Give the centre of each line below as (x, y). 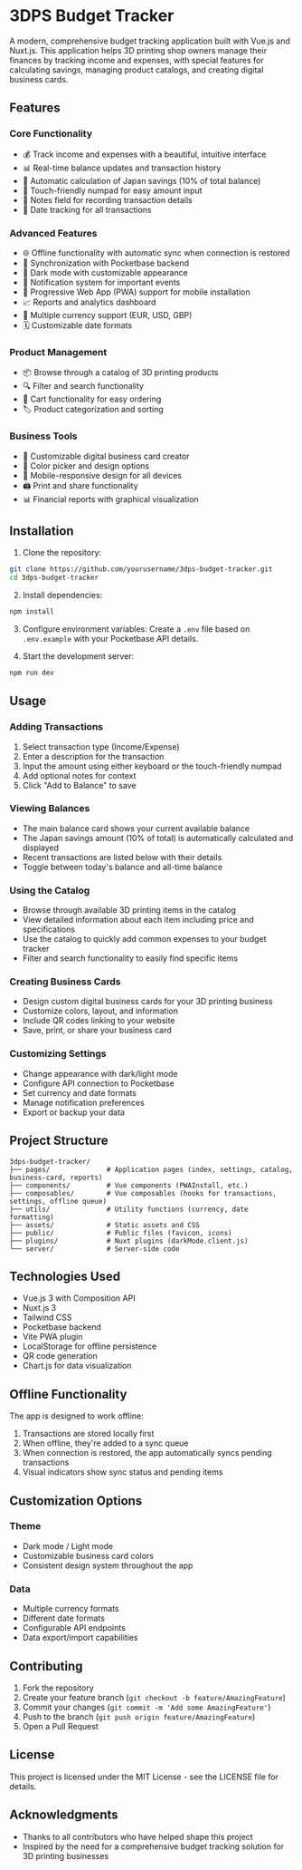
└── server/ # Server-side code (94, 1249)
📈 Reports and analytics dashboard (89, 302)
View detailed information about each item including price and (138, 920)
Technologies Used (65, 1276)
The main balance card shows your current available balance (136, 828)
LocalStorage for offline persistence (90, 1346)
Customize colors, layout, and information (100, 1011)
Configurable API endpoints (74, 1628)
